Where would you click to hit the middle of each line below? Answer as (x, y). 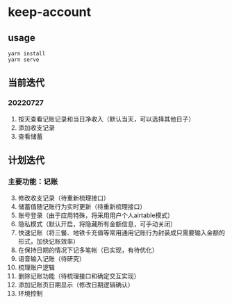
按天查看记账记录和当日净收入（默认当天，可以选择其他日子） (106, 119)
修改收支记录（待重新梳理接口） (64, 198)
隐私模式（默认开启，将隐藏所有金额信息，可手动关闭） (97, 224)
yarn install (27, 53)
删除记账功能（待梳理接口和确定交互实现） (79, 276)
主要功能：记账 (33, 181)
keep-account (50, 12)
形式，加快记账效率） (48, 242)
